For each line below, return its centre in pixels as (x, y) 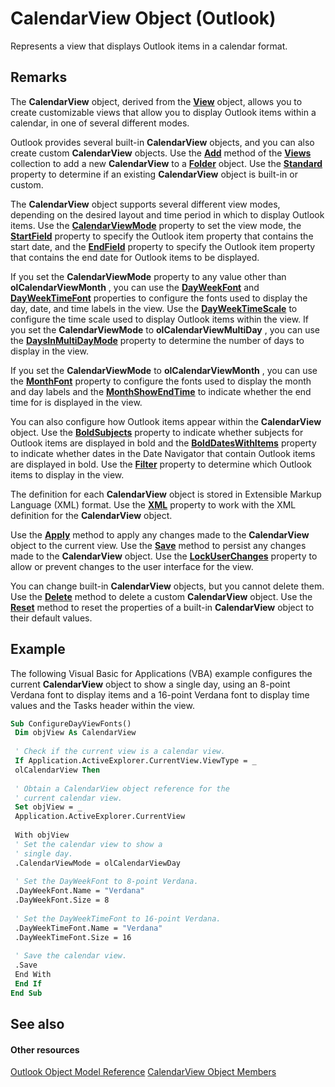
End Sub (26, 993)
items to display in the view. (67, 474)
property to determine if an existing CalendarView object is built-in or (154, 174)
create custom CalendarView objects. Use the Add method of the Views (161, 153)
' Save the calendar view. (71, 956)
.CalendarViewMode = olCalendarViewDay (98, 863)
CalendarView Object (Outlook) (143, 18)
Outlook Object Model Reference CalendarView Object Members (143, 1072)
